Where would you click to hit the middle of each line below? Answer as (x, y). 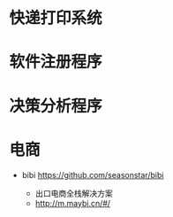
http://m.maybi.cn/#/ (73, 203)
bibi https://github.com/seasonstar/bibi (93, 174)
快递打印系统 (56, 18)
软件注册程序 (56, 62)
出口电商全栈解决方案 (74, 193)
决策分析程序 (56, 106)
